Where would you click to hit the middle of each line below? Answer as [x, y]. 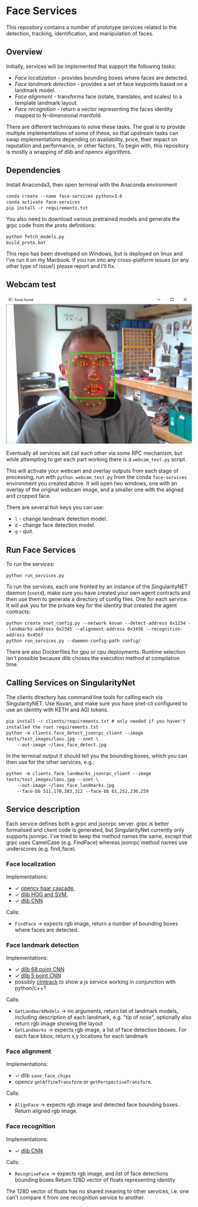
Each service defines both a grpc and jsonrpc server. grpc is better [88, 824]
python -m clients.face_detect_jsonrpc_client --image [75, 733]
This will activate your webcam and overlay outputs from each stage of [92, 471]
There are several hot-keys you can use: [55, 507]
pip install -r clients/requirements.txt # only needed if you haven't [96, 721]
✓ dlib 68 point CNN [39, 969]
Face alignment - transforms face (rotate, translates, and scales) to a [98, 96]
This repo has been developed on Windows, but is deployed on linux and [94, 253]
